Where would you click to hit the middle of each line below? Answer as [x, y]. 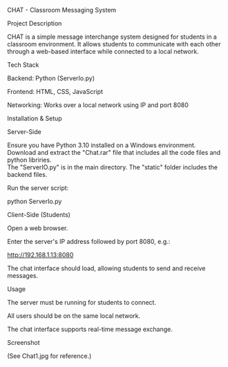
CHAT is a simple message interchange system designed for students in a [112, 37]
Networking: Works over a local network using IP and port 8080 [98, 105]
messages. [23, 275]
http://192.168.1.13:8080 [40, 255]
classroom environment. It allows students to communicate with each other [114, 44]
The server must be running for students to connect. [82, 302]
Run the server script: [38, 188]
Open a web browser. [38, 228]
